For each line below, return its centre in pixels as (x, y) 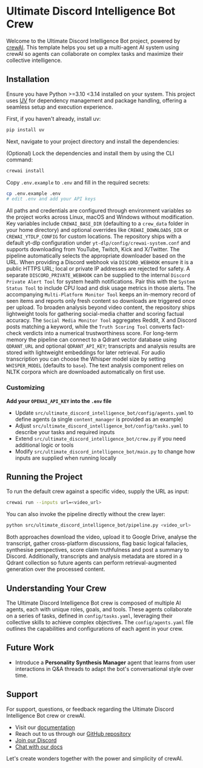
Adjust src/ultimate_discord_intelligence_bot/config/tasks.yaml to (102, 426)
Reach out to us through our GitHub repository (73, 733)
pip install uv (25, 130)
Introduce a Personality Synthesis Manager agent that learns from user (105, 662)
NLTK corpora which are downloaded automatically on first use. (86, 372)
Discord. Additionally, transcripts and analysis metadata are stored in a (95, 556)
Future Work (30, 648)
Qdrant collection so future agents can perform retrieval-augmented (92, 563)
